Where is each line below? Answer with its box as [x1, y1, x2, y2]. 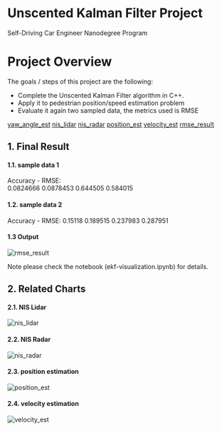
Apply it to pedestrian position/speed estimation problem [17, 98, 185, 107]
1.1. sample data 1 [7, 161, 59, 169]
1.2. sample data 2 [7, 201, 63, 209]
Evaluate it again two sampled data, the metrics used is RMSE [17, 106, 199, 115]
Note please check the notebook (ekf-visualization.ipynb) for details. [7, 262, 208, 270]
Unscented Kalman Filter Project [7, 5, 203, 21]
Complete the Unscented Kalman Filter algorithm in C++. [17, 91, 184, 99]
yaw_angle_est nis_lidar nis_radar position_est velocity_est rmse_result [7, 120, 215, 128]
